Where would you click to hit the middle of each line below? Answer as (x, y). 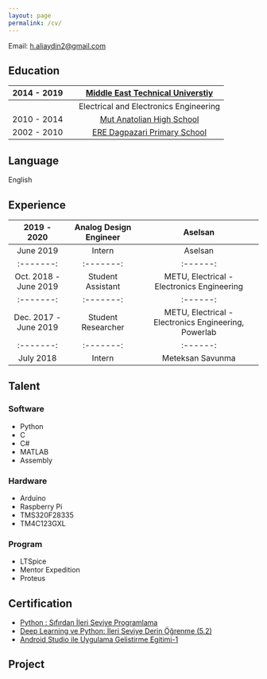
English (20, 180)
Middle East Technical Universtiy (150, 93)
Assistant (103, 286)
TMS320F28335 (46, 515)
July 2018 (38, 357)
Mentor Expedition (50, 570)
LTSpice (33, 561)
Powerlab (199, 332)
